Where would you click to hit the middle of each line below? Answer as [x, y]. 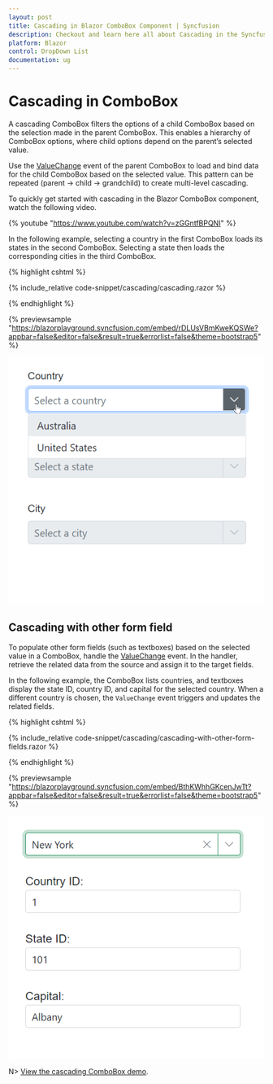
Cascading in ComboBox [93, 101]
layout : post [30, 17]
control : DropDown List [49, 52]
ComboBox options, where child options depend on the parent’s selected [130, 141]
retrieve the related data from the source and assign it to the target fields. [131, 664]
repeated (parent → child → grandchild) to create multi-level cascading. [128, 182]
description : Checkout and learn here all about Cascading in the [123, 34]
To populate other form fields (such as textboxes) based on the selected [129, 647]
